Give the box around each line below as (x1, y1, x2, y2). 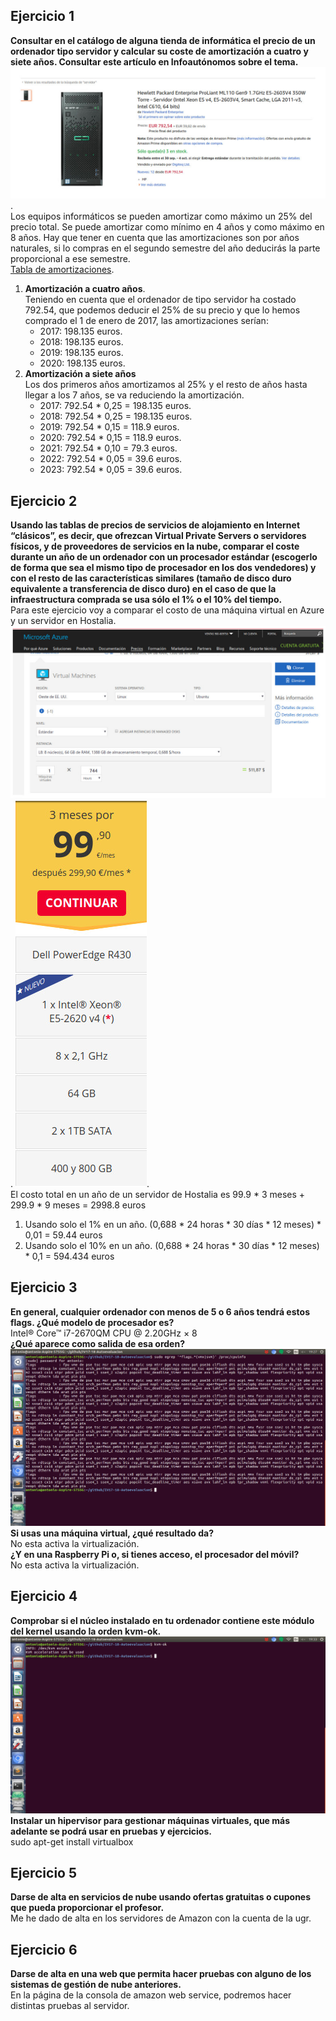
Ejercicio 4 (10, 1588, 78, 1605)
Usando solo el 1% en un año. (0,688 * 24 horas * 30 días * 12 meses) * (24, 1218, 322, 1230)
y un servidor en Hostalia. (10, 615, 117, 627)
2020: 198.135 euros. (39, 357, 126, 369)
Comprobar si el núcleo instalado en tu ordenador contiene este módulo (10, 1614, 315, 1626)
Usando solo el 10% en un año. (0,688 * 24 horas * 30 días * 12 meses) (24, 1239, 320, 1251)
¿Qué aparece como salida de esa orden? (10, 1337, 185, 1349)
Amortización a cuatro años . (24, 283, 146, 295)
